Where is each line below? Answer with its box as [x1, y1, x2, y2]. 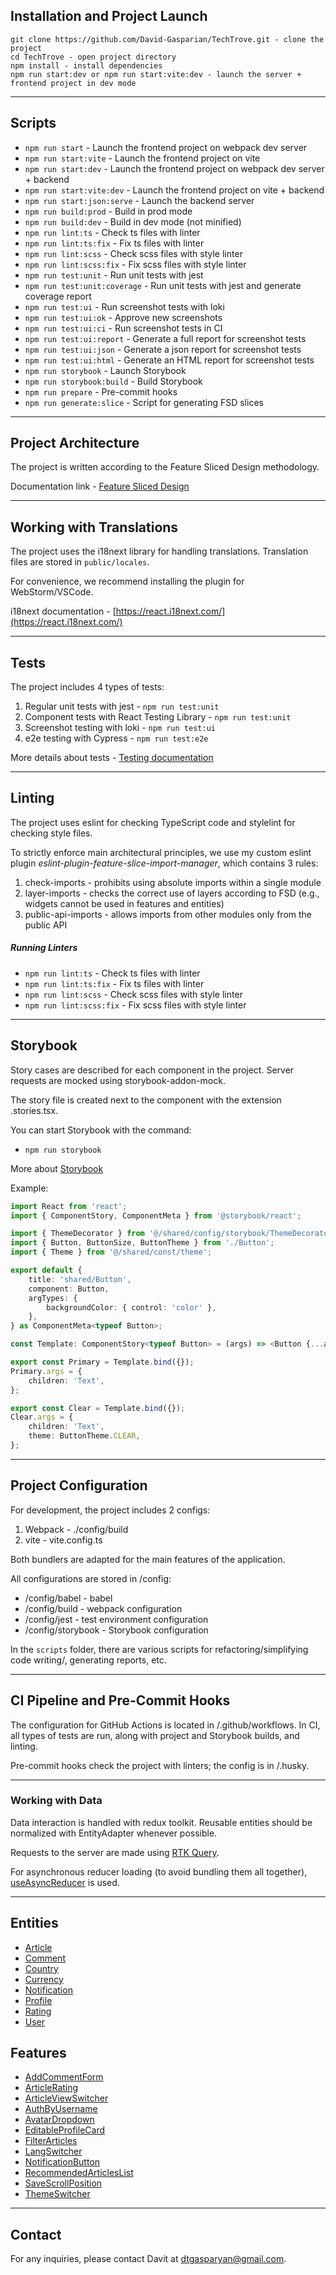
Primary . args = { [10, 1366, 83, 1376]
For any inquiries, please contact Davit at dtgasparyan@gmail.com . [10, 2253, 287, 2265]
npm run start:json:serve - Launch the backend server [24, 194, 255, 206]
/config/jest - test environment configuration [24, 1613, 209, 1625]
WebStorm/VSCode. [10, 586, 94, 598]
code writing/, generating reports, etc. [10, 1654, 167, 1666]
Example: [10, 1182, 49, 1194]
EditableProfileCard [24, 2124, 106, 2136]
